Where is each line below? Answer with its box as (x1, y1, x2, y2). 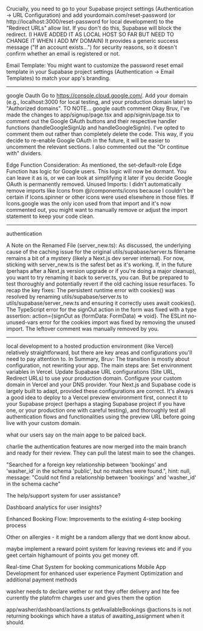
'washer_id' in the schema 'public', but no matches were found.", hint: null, (6, 467, 192, 475)
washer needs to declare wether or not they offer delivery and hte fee (6, 588, 179, 595)
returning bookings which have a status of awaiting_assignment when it (6, 612, 184, 620)
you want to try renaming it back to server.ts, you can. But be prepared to (6, 274, 189, 281)
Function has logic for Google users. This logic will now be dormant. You (6, 168, 187, 175)
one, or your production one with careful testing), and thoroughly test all (6, 407, 186, 414)
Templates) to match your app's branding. (6, 75, 111, 82)
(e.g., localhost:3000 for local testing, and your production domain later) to (6, 98, 193, 105)
